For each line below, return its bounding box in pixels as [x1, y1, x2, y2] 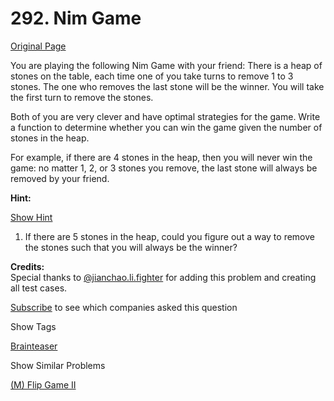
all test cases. [10, 282, 68, 294]
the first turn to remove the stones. [10, 91, 154, 103]
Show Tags [10, 320, 57, 332]
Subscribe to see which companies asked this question [10, 301, 238, 313]
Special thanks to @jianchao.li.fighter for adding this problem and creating [10, 271, 317, 283]
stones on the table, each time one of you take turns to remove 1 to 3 [10, 70, 294, 82]
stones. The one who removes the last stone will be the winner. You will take [10, 80, 325, 92]
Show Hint [10, 211, 53, 223]
